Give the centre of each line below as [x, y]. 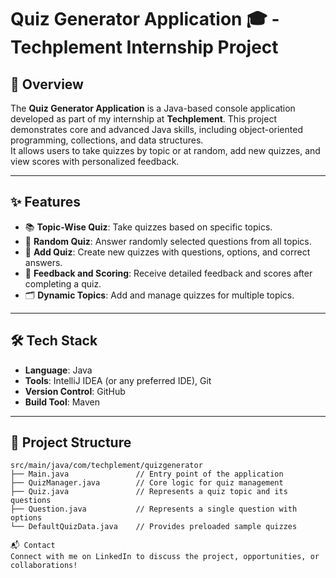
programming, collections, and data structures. [107, 140]
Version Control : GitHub [75, 391]
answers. [43, 262]
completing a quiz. [63, 283]
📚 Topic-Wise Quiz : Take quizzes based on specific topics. [148, 227]
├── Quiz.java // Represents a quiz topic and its [149, 492]
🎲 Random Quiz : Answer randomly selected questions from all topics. [168, 241]
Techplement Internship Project [144, 47]
